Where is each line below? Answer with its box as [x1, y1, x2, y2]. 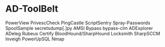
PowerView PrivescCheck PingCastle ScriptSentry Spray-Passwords [5, 20, 151, 26]
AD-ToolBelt [5, 3, 58, 15]
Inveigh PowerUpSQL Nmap [5, 36, 65, 42]
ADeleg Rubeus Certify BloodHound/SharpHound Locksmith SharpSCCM [5, 30, 160, 36]
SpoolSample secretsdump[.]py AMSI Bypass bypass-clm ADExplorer [5, 25, 153, 31]
